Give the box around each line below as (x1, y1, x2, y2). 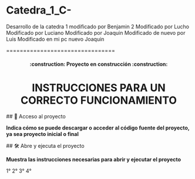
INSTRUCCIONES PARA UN (32, 81, 166, 94)
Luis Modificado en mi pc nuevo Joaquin (6, 35, 105, 42)
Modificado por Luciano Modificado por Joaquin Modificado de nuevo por (6, 29, 186, 36)
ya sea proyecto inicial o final (6, 131, 79, 138)
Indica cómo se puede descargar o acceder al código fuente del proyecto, (6, 124, 190, 131)
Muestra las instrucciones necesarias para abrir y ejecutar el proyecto (6, 156, 181, 163)
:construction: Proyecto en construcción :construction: (29, 60, 168, 68)
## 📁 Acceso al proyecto (6, 113, 66, 120)
